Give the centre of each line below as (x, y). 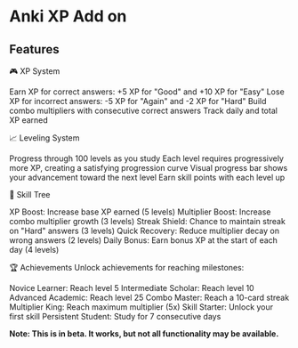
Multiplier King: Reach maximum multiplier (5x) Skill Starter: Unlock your (141, 307)
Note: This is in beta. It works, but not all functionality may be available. (144, 334)
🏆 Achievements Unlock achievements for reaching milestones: (127, 267)
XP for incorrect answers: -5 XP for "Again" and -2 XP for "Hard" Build (138, 101)
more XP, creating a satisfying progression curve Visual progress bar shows (149, 168)
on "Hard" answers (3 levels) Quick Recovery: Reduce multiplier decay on (145, 231)
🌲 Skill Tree (30, 194)
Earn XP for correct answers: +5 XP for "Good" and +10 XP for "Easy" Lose (147, 92)
